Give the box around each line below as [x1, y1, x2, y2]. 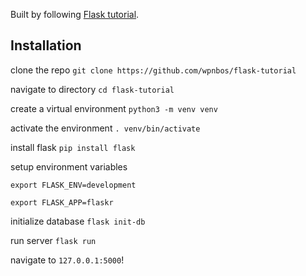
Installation [10, 37, 82, 54]
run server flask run [10, 234, 97, 246]
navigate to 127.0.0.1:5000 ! [10, 254, 125, 266]
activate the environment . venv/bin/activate [10, 122, 201, 134]
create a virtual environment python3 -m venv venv [10, 102, 218, 114]
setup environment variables [10, 160, 128, 173]
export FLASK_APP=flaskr [10, 197, 114, 208]
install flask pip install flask [10, 141, 136, 153]
